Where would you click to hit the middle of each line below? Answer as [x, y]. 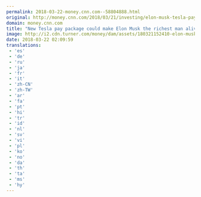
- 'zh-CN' [21, 85]
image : [14, 34]
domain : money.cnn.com [34, 23]
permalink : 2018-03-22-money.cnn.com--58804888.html [73, 12]
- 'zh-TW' [21, 90]
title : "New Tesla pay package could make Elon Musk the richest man [95, 29]
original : [19, 17]
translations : [24, 46]
